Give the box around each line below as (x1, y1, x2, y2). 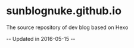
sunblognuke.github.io (6, 4, 122, 18)
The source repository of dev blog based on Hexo (6, 24, 129, 31)
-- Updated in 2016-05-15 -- (6, 35, 76, 42)
